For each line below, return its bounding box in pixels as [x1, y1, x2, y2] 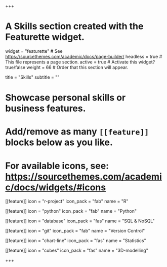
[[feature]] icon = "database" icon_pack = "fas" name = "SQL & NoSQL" [5, 218, 155, 224]
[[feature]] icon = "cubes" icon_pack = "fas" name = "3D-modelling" [5, 247, 148, 254]
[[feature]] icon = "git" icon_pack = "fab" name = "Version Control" [5, 228, 145, 234]
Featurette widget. [5, 31, 85, 43]
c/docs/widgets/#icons [5, 181, 106, 193]
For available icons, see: [5, 160, 109, 172]
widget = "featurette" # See [5, 48, 63, 54]
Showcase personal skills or [5, 92, 126, 104]
